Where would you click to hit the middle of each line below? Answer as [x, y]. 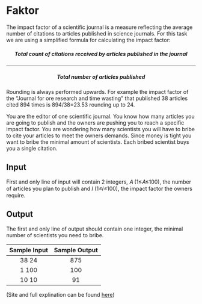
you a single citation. [32, 148]
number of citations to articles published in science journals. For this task [97, 33]
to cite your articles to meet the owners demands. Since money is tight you [99, 135]
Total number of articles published [101, 76]
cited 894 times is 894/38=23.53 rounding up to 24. [71, 104]
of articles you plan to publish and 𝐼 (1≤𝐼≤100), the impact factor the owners [99, 188]
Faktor [23, 11]
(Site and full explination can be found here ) [61, 294]
